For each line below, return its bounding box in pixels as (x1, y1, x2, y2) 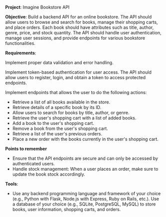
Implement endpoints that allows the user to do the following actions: (5, 90, 147, 95)
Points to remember (5, 146, 47, 151)
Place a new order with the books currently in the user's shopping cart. (12, 136, 159, 142)
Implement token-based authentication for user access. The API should (5, 69, 152, 75)
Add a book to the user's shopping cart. (12, 120, 95, 126)
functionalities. (5, 40, 36, 46)
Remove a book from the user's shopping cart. (12, 125, 108, 131)
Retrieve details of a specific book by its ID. (12, 105, 101, 110)
